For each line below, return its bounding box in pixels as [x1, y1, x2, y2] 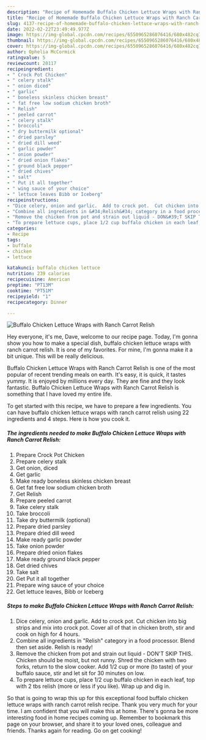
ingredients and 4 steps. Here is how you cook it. [7, 415, 131, 423]
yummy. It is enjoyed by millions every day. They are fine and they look [7, 377, 185, 385]
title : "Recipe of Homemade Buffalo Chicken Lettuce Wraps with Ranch [7, 15, 191, 21]
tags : [7, 236, 21, 243]
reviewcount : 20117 [7, 60, 57, 66]
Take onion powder [15, 543, 65, 550]
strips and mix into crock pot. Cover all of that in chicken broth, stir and [15, 624, 195, 632]
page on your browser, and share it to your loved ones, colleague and [7, 720, 182, 728]
